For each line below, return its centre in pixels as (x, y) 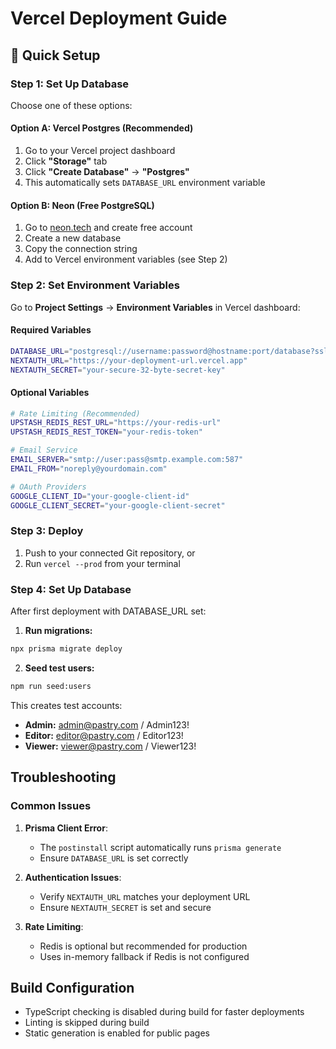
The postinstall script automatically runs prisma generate (160, 847)
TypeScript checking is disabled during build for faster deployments (164, 1012)
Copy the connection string (81, 249)
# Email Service (44, 450)
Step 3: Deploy (47, 531)
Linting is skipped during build (87, 1023)
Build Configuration (72, 987)
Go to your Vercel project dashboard (100, 151)
